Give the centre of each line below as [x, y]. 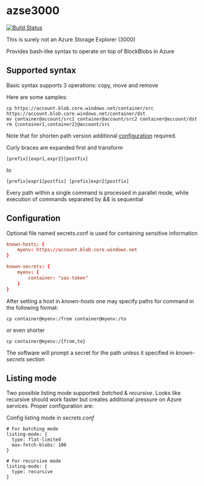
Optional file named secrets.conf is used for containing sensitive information [102, 233]
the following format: [33, 307]
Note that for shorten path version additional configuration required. [91, 136]
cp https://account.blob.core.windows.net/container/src [80, 108]
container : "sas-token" [58, 278]
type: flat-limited [37, 440]
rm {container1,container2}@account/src [58, 124]
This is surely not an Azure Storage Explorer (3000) [71, 39]
